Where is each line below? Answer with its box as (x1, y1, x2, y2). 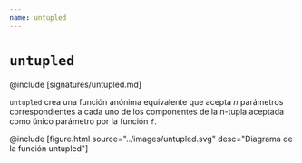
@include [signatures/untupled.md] (9, 79, 142, 90)
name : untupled (9, 13, 67, 23)
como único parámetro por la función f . (9, 115, 157, 127)
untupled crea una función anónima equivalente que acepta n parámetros (9, 96, 284, 107)
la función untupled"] (9, 142, 89, 154)
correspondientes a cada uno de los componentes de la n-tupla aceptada (9, 106, 284, 117)
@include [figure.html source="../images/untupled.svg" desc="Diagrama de (9, 133, 293, 144)
